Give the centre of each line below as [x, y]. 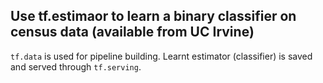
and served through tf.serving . [76, 66]
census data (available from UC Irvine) [132, 32]
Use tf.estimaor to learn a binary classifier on [153, 16]
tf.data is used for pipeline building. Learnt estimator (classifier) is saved [161, 56]
